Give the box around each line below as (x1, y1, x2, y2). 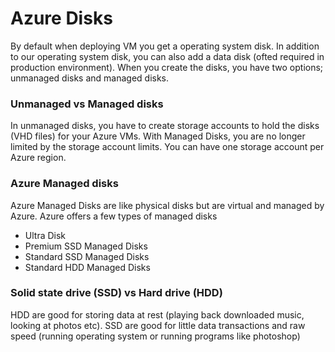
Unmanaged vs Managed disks (10, 97, 164, 111)
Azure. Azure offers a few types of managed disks (10, 210, 218, 222)
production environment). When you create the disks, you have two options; (10, 61, 324, 73)
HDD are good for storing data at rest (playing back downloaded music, (10, 308, 305, 321)
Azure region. (10, 152, 67, 164)
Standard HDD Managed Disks (24, 261, 151, 273)
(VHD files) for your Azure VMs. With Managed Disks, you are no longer (10, 130, 306, 142)
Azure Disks (10, 7, 113, 30)
